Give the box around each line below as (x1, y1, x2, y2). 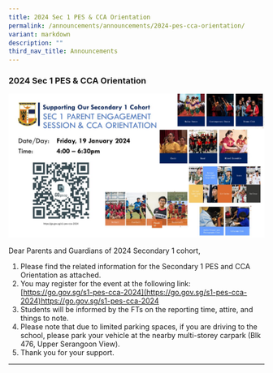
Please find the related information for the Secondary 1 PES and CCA (19, 261, 250, 271)
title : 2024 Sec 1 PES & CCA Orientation (8, 13, 151, 21)
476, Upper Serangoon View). (19, 339, 120, 349)
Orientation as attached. (19, 270, 102, 280)
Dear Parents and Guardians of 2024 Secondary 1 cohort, (8, 246, 201, 255)
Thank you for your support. (19, 347, 115, 357)
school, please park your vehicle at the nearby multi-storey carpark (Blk (19, 330, 262, 340)
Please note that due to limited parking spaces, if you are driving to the (19, 321, 258, 332)
